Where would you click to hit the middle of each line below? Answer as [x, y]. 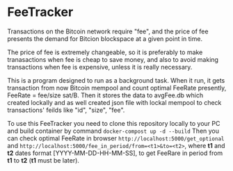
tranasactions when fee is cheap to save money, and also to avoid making [113, 59]
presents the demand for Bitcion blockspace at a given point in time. [105, 38]
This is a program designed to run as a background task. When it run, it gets [116, 80]
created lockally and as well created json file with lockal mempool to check [114, 102]
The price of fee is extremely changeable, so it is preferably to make [105, 52]
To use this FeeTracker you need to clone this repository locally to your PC [114, 123]
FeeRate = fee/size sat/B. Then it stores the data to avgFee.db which [105, 95]
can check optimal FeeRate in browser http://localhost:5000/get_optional [116, 138]
